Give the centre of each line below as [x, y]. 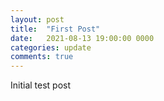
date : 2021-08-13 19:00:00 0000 [82, 38]
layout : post [37, 19]
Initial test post [41, 85]
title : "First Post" [55, 29]
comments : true [42, 57]
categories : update [51, 47]
